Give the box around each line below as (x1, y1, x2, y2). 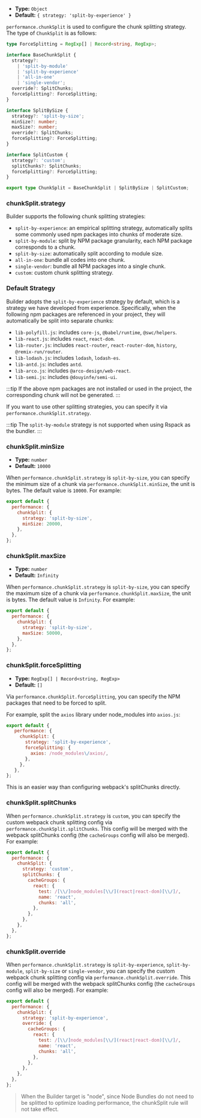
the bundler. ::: (6, 427, 42, 434)
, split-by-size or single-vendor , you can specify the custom (22, 967, 175, 974)
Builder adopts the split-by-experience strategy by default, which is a (6, 297, 180, 305)
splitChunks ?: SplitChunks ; (11, 163, 82, 169)
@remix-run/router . (14, 348, 63, 355)
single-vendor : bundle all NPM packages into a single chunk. (14, 263, 166, 270)
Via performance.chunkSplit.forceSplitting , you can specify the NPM (6, 693, 181, 700)
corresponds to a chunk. (14, 243, 76, 251)
